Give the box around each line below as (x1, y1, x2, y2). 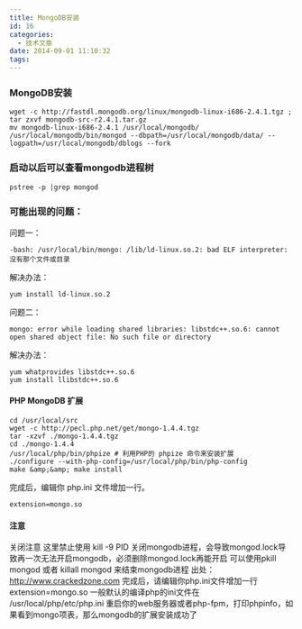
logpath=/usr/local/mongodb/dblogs (9, 139, 143, 149)
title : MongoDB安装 (9, 13, 80, 23)
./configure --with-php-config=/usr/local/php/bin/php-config (9, 457, 248, 467)
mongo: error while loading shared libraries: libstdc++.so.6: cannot (9, 324, 280, 333)
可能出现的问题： (9, 205, 84, 217)
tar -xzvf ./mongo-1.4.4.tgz (9, 432, 119, 442)
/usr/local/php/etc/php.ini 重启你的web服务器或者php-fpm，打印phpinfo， (9, 598, 286, 609)
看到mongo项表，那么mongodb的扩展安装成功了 (16, 609, 197, 620)
